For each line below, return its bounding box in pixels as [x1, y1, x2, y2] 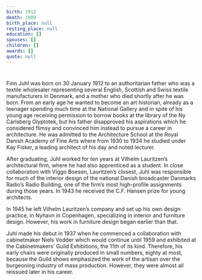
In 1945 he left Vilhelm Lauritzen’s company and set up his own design [6, 205, 181, 213]
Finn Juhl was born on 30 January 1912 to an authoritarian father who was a [6, 79, 195, 87]
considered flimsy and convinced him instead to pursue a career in [6, 124, 172, 131]
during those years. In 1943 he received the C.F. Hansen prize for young [6, 187, 186, 194]
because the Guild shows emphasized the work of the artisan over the [6, 255, 181, 263]
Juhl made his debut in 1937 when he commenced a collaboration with [6, 229, 181, 237]
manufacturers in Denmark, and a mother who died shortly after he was [6, 92, 184, 99]
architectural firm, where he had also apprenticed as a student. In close [6, 161, 184, 169]
